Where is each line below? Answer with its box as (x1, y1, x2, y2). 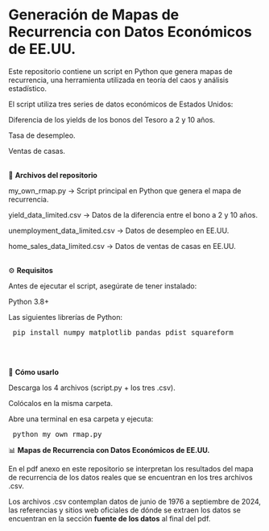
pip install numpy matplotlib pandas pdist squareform (12, 328, 234, 337)
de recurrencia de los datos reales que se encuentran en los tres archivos (8, 472, 253, 482)
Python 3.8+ (8, 297, 50, 306)
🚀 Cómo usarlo (8, 367, 59, 376)
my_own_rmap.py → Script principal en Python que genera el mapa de (8, 185, 242, 195)
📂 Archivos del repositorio (8, 170, 98, 180)
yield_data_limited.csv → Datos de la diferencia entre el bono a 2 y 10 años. (8, 209, 258, 219)
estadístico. (8, 83, 47, 93)
